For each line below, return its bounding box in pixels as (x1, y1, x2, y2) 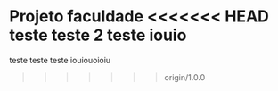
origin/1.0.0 (164, 71, 206, 82)
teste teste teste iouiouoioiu (9, 54, 111, 65)
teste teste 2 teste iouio (9, 25, 187, 45)
